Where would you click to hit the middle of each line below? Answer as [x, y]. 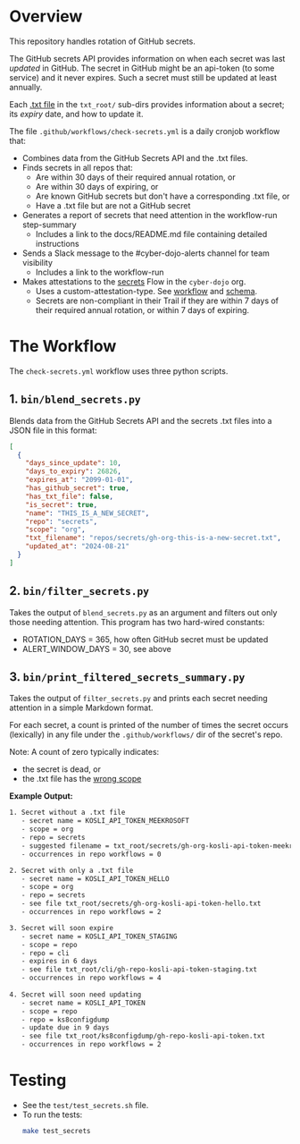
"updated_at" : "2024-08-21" [77, 547]
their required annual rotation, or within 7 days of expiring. [142, 309]
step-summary [50, 225]
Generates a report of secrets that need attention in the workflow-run [150, 215]
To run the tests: [52, 1114]
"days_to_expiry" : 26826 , [74, 471]
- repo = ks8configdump [65, 1020]
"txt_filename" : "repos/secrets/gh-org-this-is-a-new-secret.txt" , [153, 538]
